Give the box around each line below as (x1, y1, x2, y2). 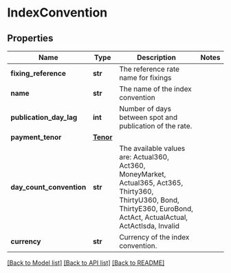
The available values (119, 143, 186, 153)
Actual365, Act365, (119, 178, 184, 188)
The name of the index (119, 84, 192, 94)
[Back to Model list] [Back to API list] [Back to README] (7, 259, 165, 267)
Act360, (119, 161, 146, 170)
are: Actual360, (119, 152, 170, 161)
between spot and (119, 112, 178, 122)
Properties (7, 32, 54, 44)
